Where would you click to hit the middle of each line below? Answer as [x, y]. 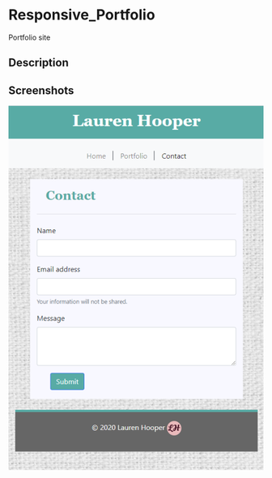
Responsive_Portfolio [82, 15]
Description [38, 63]
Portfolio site [30, 37]
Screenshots [41, 90]
